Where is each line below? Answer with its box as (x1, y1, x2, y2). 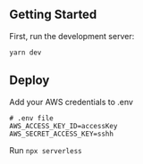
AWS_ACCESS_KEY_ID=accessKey (9, 121, 118, 130)
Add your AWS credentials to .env (9, 96, 134, 107)
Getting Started (9, 7, 97, 22)
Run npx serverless (9, 144, 82, 155)
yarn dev (9, 48, 42, 57)
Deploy (9, 73, 50, 88)
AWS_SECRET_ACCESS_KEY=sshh (9, 129, 114, 138)
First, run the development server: (9, 30, 135, 41)
